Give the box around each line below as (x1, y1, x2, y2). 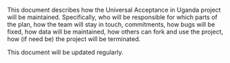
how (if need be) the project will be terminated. (7, 35, 141, 43)
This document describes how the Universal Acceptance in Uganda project (7, 6, 221, 14)
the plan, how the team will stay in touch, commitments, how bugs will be (7, 21, 215, 28)
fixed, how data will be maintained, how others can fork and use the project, (7, 27, 224, 36)
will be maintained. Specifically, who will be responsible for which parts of (7, 13, 218, 21)
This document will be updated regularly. (7, 48, 124, 56)
